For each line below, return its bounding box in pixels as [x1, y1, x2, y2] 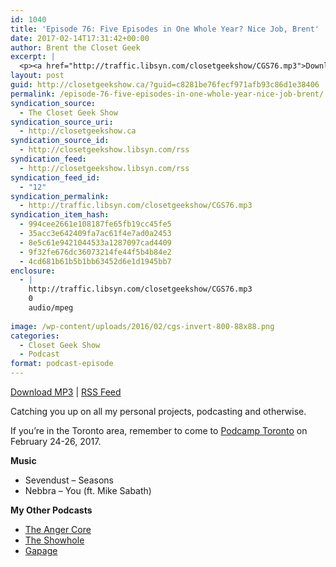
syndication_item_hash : [10, 210, 110, 220]
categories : [10, 331, 60, 341]
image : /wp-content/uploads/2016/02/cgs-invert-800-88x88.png [10, 321, 275, 331]
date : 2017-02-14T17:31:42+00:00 [10, 33, 150, 43]
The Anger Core [24, 524, 92, 535]
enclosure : [10, 266, 56, 276]
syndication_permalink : [10, 191, 110, 201]
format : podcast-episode [10, 359, 114, 369]
